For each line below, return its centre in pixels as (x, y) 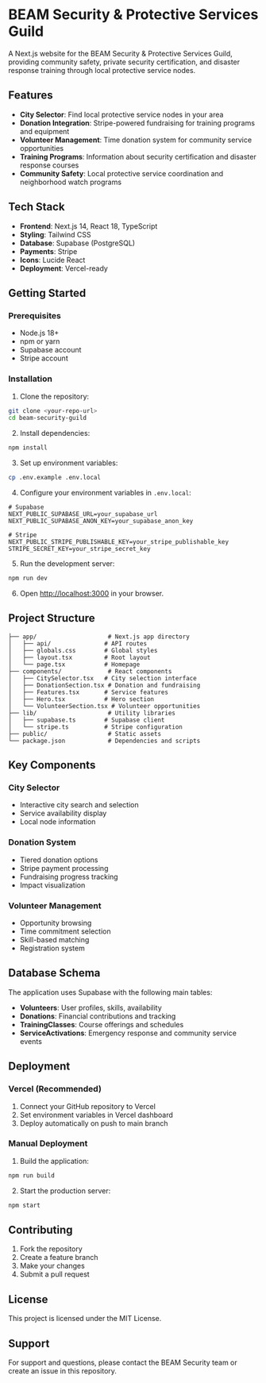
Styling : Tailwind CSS (55, 234)
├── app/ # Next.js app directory (99, 637)
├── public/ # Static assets (85, 734)
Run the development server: (67, 564)
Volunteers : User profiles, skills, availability (91, 1007)
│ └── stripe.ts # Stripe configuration (95, 727)
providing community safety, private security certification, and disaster (124, 62)
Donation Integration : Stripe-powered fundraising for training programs (137, 123)
